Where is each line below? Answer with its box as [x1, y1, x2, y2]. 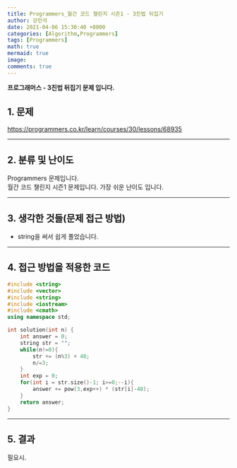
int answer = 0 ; [20, 333, 68, 340]
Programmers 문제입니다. [7, 174, 79, 182]
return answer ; [20, 399, 65, 406]
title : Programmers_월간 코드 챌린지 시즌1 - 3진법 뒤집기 [7, 10, 164, 18]
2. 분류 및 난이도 [7, 153, 74, 166]
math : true [7, 43, 39, 50]
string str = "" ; [20, 339, 71, 346]
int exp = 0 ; [20, 373, 59, 380]
